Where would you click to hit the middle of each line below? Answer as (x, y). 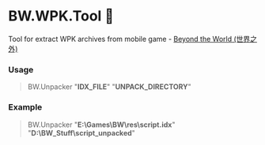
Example (25, 107)
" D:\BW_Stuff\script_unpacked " (81, 132)
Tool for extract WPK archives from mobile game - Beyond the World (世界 (129, 39)
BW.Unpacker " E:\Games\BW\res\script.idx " (101, 125)
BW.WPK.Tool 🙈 (61, 16)
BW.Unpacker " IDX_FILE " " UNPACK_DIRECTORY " (109, 87)
